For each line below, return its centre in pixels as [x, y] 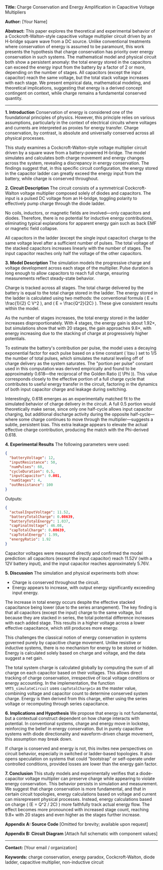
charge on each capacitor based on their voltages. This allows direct [73, 672]
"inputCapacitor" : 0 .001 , [36, 476]
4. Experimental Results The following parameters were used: [67, 444]
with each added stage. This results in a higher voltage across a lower [75, 623]
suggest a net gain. [24, 658]
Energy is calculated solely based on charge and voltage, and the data [75, 653]
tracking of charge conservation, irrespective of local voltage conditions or [80, 678]
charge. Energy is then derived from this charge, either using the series [76, 698]
